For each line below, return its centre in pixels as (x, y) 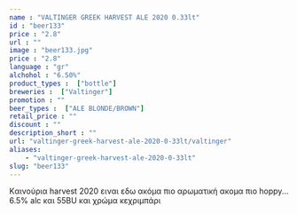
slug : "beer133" (39, 166)
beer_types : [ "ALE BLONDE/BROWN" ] (77, 108)
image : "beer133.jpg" (51, 51)
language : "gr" (39, 67)
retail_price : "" (43, 116)
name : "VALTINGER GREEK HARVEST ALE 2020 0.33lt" (105, 17)
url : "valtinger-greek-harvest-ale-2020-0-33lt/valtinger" (121, 141)
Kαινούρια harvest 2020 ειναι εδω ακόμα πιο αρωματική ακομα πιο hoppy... (149, 191)
